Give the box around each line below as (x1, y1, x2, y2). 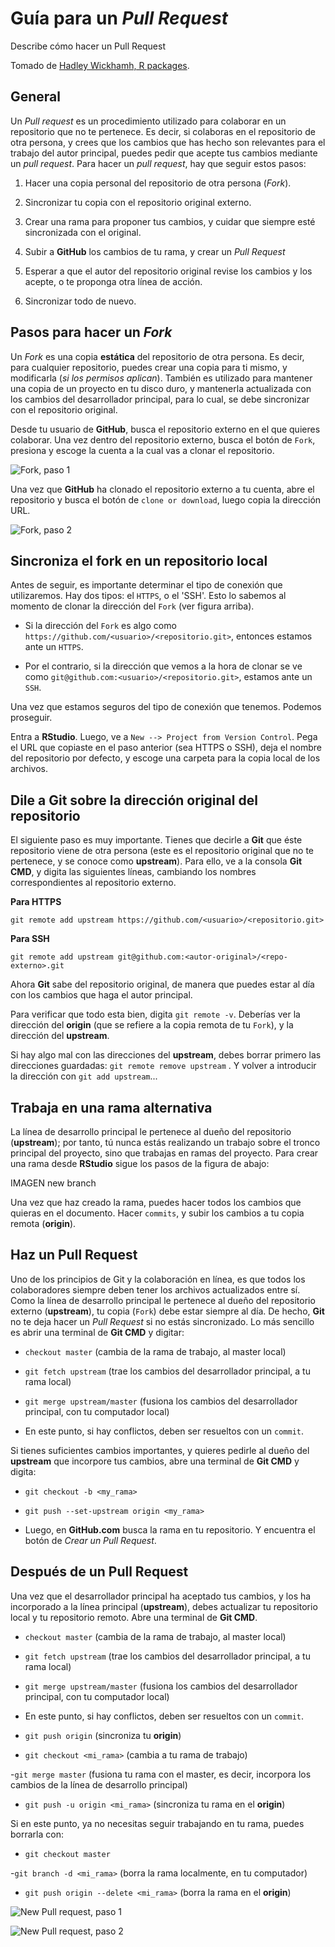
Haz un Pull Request (10, 1247, 138, 1264)
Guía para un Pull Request (10, 7, 229, 30)
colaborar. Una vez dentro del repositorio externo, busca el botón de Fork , (10, 433, 316, 446)
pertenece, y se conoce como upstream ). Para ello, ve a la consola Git (10, 855, 303, 867)
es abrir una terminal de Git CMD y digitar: (10, 1326, 185, 1338)
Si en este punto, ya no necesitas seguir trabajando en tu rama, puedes (10, 1817, 305, 1829)
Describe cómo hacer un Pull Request (10, 40, 166, 52)
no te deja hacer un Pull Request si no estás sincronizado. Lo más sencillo (10, 1315, 315, 1327)
